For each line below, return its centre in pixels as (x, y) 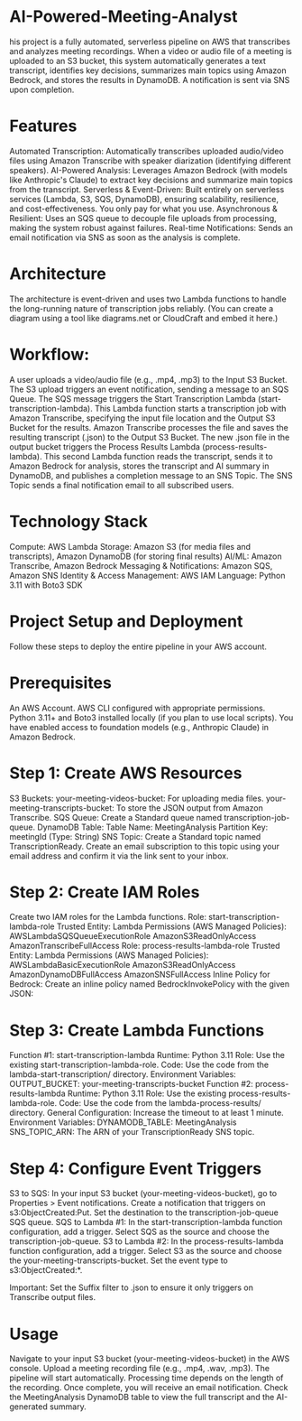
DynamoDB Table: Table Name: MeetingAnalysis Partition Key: (153, 827)
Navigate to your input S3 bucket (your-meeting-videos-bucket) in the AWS (150, 1359)
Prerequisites (61, 683)
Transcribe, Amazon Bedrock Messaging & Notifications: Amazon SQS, (141, 565)
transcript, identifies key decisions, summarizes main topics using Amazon (148, 70)
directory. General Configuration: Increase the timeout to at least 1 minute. (146, 1113)
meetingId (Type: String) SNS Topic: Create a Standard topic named (135, 836)
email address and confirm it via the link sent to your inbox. (119, 856)
